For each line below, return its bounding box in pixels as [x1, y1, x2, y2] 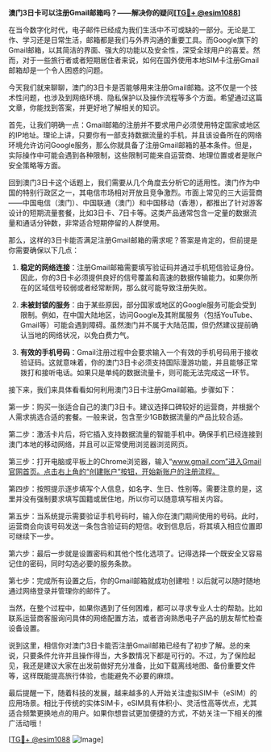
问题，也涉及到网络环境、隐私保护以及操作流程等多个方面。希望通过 [22, 93, 248, 102]
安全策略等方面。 [8, 161, 65, 170]
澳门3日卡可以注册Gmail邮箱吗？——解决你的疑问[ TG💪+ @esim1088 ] [8, 8, 241, 17]
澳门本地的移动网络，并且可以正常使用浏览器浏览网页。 [8, 440, 192, 449]
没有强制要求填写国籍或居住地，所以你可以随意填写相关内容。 [22, 494, 227, 504]
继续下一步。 [15, 531, 58, 541]
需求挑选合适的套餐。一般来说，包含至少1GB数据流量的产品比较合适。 [15, 412, 248, 421]
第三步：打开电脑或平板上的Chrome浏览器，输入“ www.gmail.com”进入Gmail [8, 457, 262, 466]
